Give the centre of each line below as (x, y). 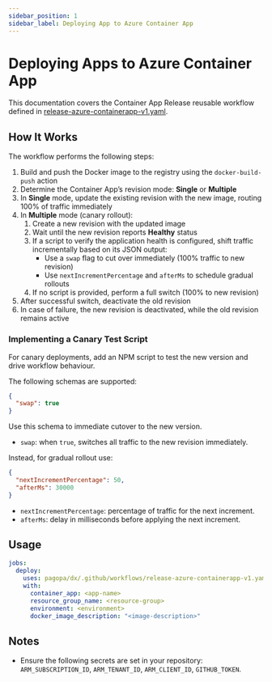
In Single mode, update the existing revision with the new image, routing (141, 198)
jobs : (17, 563)
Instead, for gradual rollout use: (61, 458)
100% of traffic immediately (66, 206)
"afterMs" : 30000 (45, 487)
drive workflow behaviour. (52, 366)
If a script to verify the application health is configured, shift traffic (142, 241)
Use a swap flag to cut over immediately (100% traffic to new (144, 258)
